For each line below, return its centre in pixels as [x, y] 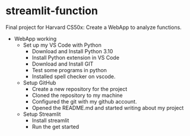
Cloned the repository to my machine [77, 95]
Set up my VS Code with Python [62, 45]
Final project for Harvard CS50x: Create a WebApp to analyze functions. [94, 27]
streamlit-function [52, 11]
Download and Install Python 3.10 [72, 51]
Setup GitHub [39, 82]
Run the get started [56, 127]
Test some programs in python [69, 70]
